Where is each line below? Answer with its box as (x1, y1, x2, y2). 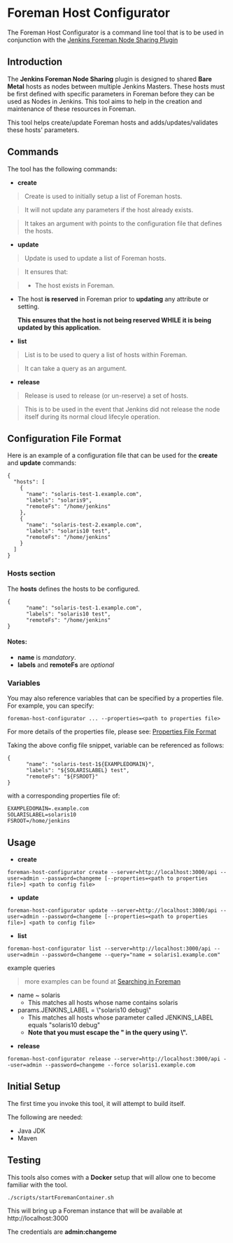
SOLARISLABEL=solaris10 (7, 812, 77, 819)
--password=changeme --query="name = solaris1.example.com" (41, 951, 220, 958)
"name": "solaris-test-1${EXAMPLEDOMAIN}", (25, 761, 155, 768)
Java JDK (17, 1126, 45, 1135)
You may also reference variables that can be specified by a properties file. (7, 694, 224, 703)
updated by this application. (17, 323, 101, 332)
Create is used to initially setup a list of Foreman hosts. (24, 192, 183, 200)
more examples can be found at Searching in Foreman (24, 977, 181, 985)
